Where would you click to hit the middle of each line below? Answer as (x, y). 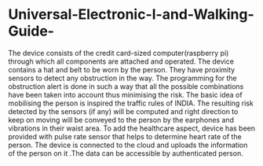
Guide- (31, 31)
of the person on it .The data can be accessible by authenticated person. (126, 153)
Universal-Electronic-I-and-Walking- (131, 15)
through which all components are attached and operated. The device (121, 61)
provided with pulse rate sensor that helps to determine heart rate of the (125, 136)
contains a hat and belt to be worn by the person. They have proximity (122, 69)
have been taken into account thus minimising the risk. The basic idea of (125, 94)
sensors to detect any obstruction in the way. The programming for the (122, 78)
